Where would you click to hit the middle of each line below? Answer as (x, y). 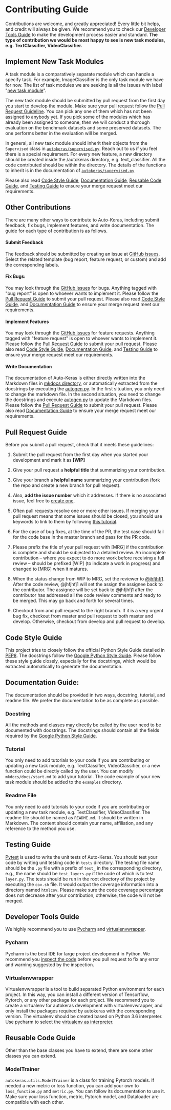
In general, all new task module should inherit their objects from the (76, 143)
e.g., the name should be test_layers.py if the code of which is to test (79, 873)
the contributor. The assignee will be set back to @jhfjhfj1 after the (83, 590)
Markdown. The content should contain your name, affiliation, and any (79, 823)
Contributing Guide (47, 10)
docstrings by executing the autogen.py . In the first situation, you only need (85, 389)
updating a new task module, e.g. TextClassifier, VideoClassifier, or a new (83, 766)
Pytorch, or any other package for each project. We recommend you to (80, 1000)
